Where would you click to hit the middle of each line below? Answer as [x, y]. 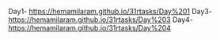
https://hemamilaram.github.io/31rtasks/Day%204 [90, 28]
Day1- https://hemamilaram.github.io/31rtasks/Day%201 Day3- [110, 11]
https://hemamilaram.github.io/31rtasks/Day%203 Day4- [101, 20]
